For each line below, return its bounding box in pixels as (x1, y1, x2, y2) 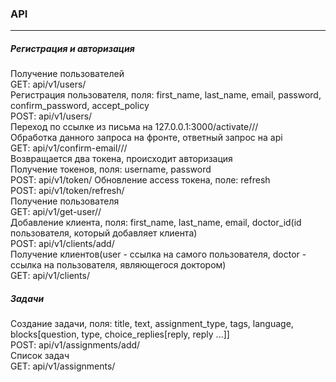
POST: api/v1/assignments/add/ (10, 339, 141, 351)
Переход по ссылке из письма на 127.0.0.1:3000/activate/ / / (10, 121, 259, 133)
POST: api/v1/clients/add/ (10, 238, 115, 250)
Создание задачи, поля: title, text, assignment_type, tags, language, (10, 318, 294, 330)
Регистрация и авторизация (10, 42, 135, 54)
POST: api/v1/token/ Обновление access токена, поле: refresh (10, 174, 271, 186)
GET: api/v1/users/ (10, 78, 87, 91)
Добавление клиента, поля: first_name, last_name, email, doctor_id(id (10, 217, 302, 229)
